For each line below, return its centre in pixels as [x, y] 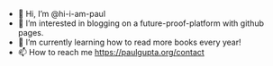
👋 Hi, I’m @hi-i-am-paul [62, 14]
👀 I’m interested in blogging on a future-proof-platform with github [141, 23]
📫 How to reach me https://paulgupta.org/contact [111, 52]
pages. [31, 33]
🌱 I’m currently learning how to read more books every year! [129, 42]
